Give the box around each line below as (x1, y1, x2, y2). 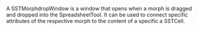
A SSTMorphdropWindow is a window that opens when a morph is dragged (6, 5, 193, 12)
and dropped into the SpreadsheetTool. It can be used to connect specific (6, 11, 188, 18)
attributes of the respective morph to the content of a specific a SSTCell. (6, 18, 185, 24)
